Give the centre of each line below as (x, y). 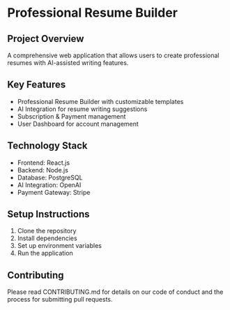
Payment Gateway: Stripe (54, 192)
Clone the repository (47, 231)
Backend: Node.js (43, 170)
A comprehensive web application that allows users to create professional (113, 55)
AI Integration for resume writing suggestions (82, 109)
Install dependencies (47, 238)
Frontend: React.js (44, 163)
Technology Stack (47, 146)
